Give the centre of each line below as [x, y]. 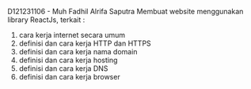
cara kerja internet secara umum [72, 35]
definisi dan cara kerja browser [69, 77]
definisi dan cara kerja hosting [68, 60]
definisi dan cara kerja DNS [63, 69]
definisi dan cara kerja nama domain [78, 52]
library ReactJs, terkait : [46, 20]
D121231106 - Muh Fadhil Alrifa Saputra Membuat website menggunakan [125, 11]
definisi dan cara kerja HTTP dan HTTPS [85, 43]
